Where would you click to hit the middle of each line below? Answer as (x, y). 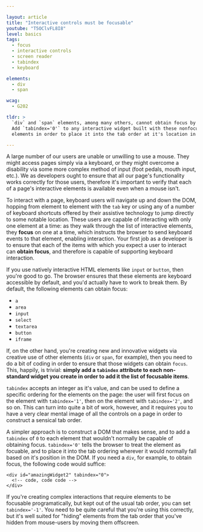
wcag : (13, 101)
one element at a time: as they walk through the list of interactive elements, (100, 226)
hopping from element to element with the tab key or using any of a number (100, 207)
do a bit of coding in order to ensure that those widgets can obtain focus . (97, 364)
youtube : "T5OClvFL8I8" (36, 28)
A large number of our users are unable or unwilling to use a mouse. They (98, 156)
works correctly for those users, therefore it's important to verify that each (99, 182)
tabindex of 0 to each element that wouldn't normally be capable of (90, 438)
